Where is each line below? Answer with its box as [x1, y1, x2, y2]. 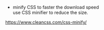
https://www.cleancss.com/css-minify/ [5, 19, 87, 25]
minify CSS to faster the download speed [12, 4, 99, 10]
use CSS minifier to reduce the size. [12, 9, 88, 15]
